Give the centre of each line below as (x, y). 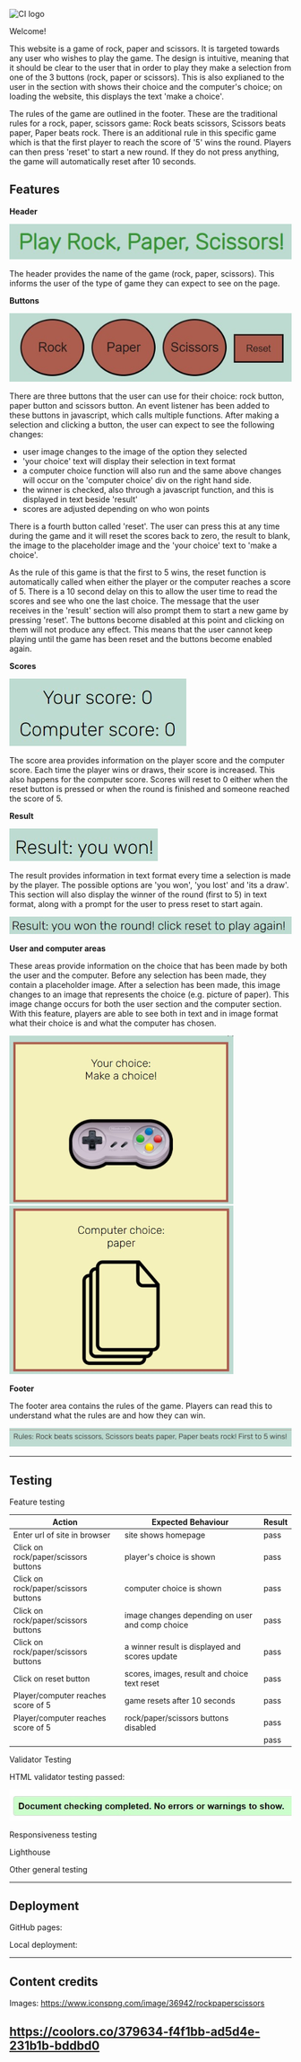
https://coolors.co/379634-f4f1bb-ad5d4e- (135, 2031)
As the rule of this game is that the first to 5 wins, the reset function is (138, 572)
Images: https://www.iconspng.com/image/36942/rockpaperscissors (137, 2004)
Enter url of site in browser (62, 1535)
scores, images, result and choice (186, 1674)
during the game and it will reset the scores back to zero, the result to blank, (150, 535)
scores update (150, 1656)
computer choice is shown (173, 1589)
